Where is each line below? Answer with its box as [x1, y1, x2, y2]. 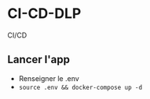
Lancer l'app [7, 53, 71, 66]
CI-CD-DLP [7, 5, 82, 23]
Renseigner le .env [18, 73, 79, 83]
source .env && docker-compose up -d [18, 83, 143, 91]
